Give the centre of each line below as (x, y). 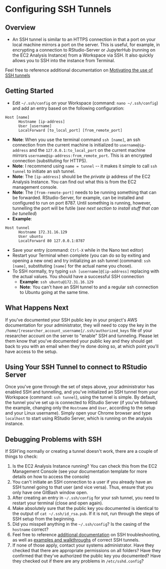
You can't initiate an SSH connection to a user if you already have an (82, 482)
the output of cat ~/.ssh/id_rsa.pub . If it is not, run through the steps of (86, 514)
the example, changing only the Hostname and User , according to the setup (80, 408)
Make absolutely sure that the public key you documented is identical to (85, 508)
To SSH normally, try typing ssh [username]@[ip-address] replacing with (86, 271)
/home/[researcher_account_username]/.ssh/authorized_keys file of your (79, 330)
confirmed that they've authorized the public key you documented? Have (86, 556)
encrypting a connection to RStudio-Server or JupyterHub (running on (84, 50)
